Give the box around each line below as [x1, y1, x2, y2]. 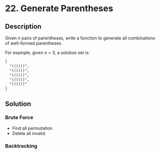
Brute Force [5, 114, 33, 121]
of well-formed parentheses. [5, 40, 62, 46]
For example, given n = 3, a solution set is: [5, 50, 90, 55]
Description [5, 22, 41, 31]
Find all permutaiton [12, 125, 53, 131]
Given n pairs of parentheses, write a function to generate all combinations [5, 35, 155, 41]
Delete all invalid [12, 130, 45, 136]
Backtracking [5, 142, 38, 149]
